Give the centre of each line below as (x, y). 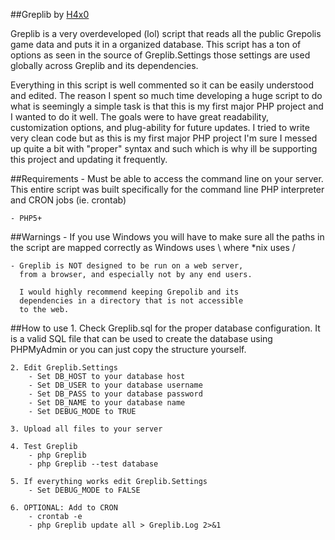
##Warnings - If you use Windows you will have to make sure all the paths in (167, 237)
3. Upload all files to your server (86, 429)
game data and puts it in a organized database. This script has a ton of (156, 44)
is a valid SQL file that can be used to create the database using (141, 338)
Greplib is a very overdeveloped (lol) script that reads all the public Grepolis (166, 33)
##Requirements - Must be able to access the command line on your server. (167, 178)
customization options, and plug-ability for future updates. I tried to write (160, 127)
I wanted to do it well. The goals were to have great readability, (139, 117)
